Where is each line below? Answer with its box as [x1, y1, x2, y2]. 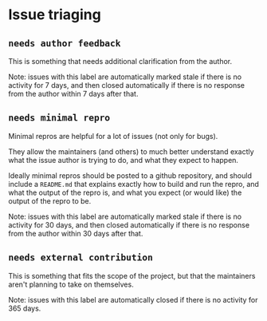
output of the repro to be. [8, 196, 92, 205]
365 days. [8, 303, 41, 313]
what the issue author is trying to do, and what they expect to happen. [8, 155, 239, 164]
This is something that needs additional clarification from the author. [8, 57, 233, 65]
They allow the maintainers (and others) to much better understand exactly [8, 146, 254, 157]
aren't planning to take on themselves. [8, 279, 134, 289]
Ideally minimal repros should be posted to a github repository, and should [8, 170, 253, 180]
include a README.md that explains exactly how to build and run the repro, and [8, 179, 259, 188]
